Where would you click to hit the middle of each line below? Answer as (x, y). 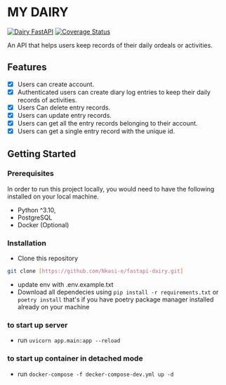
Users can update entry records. (65, 115)
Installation (27, 243)
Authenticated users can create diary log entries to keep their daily (114, 92)
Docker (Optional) (43, 224)
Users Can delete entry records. (64, 107)
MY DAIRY (38, 12)
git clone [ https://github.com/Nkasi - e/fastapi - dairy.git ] (95, 271)
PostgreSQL (35, 217)
